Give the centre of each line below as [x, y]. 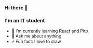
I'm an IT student [25, 20]
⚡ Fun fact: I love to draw [36, 42]
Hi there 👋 [16, 8]
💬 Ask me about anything [36, 36]
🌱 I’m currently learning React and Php [50, 31]
